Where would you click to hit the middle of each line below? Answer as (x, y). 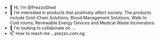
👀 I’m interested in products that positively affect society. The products (80, 13)
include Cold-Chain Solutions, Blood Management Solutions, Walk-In (78, 18)
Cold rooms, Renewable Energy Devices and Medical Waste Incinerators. (82, 23)
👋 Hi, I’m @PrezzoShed (33, 7)
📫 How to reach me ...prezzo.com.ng (47, 33)
